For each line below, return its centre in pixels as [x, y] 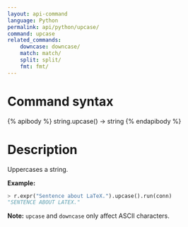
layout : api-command [38, 14]
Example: [22, 183]
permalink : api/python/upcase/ [53, 27]
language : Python [33, 21]
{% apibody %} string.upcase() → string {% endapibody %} [94, 121]
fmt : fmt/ [35, 66]
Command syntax [60, 101]
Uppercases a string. [38, 169]
